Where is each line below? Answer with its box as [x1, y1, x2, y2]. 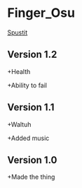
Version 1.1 [7, 101, 55, 113]
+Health [7, 67, 31, 75]
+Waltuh [7, 120, 32, 128]
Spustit [7, 28, 28, 37]
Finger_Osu [7, 5, 76, 21]
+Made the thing [7, 173, 55, 181]
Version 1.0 [7, 153, 57, 166]
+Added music [7, 134, 50, 142]
